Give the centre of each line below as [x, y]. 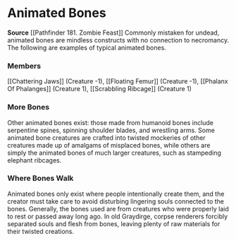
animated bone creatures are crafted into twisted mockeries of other [106, 137]
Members [24, 66]
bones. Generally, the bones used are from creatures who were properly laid [118, 208]
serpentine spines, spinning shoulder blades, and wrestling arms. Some [111, 130]
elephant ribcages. [35, 160]
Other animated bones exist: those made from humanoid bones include [110, 122]
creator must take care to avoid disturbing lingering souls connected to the [116, 201]
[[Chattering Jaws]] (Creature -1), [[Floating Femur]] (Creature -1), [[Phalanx [118, 81]
